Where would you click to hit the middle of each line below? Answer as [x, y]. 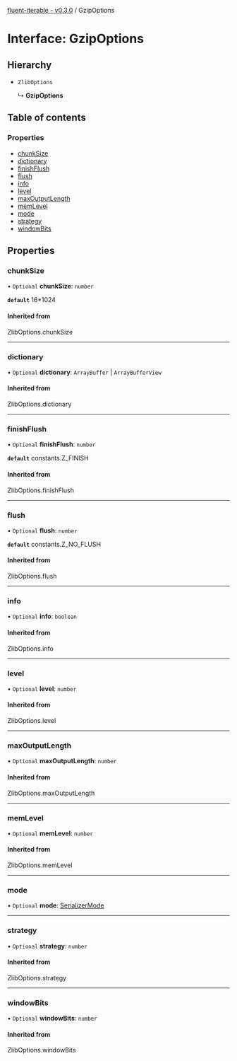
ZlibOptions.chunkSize [40, 332]
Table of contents [47, 118]
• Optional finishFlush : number [51, 444]
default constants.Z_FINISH [48, 458]
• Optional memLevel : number [50, 833]
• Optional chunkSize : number [50, 286]
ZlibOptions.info [31, 648]
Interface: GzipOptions [76, 39]
